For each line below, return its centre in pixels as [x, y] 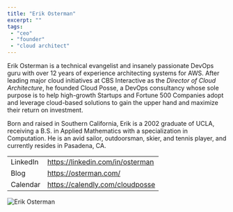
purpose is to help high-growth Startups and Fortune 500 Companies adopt [115, 95]
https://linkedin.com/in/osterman [101, 162]
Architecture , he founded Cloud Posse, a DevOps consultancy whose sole [113, 88]
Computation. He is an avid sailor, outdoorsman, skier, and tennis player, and [117, 138]
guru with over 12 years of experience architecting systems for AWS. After [113, 73]
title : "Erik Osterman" [42, 14]
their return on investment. [45, 110]
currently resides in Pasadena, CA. [57, 146]
